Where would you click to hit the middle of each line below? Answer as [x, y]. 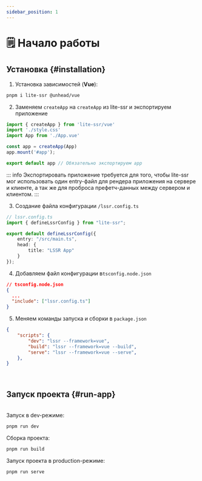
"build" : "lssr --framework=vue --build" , [82, 346]
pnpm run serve [25, 472]
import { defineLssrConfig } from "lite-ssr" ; [66, 223]
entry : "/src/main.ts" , [47, 239]
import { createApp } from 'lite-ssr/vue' [61, 124]
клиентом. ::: [23, 194]
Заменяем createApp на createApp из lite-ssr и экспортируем [93, 107]
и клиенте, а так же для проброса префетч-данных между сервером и [98, 187]
